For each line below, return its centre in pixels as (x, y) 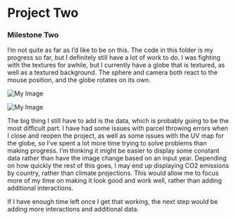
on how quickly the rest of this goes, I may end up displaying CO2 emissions (118, 166)
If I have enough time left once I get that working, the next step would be (113, 202)
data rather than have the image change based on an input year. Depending (117, 158)
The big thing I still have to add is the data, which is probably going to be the (118, 121)
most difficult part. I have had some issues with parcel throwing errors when (118, 129)
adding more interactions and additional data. (73, 209)
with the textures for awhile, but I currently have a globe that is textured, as (116, 65)
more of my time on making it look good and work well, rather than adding (114, 181)
